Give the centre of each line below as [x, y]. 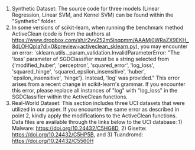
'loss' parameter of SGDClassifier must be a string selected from [90, 59]
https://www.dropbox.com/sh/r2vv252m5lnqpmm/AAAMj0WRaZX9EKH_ [100, 40]
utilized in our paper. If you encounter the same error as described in [95, 109]
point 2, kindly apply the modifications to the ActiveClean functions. [94, 116]
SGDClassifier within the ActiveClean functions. [70, 97]
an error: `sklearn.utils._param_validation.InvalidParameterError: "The [96, 52]
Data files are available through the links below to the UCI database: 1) [97, 122]
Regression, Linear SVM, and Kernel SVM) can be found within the [92, 15]
